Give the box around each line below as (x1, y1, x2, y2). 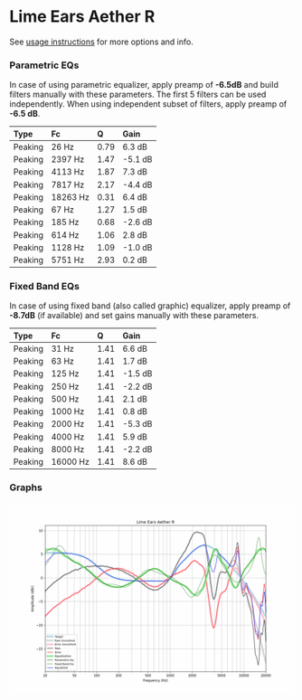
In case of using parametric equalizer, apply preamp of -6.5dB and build (9, 80, 278, 90)
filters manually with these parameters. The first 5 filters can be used (9, 89, 267, 100)
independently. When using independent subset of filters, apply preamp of (9, 99, 288, 109)
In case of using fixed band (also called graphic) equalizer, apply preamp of (9, 300, 291, 311)
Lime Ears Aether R (9, 6, 156, 27)
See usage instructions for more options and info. (9, 36, 194, 47)
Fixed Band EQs (9, 279, 80, 292)
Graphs (9, 481, 42, 494)
